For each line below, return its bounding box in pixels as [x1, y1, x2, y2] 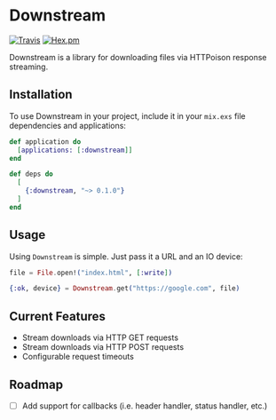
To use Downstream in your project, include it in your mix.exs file [9, 110, 246, 121]
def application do [9, 137, 82, 147]
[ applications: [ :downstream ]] [17, 146, 133, 155]
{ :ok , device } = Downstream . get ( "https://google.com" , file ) [9, 284, 241, 293]
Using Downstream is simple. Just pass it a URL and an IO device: [9, 250, 243, 262]
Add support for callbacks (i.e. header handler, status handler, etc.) [21, 400, 268, 411]
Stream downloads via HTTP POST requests [21, 342, 185, 353]
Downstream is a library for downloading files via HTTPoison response [9, 52, 268, 62]
